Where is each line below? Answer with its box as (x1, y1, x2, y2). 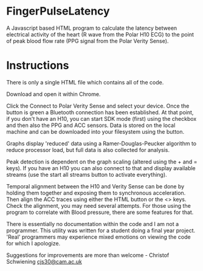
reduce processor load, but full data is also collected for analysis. (6, 146, 170, 153)
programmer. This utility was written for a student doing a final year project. (6, 227, 196, 234)
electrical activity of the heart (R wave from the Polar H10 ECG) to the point (6, 30, 194, 38)
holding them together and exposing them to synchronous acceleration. (6, 189, 186, 196)
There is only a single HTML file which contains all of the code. (6, 78, 164, 86)
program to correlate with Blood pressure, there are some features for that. (6, 208, 194, 216)
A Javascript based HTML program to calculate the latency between (6, 24, 177, 32)
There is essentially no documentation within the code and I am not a (6, 220, 179, 227)
